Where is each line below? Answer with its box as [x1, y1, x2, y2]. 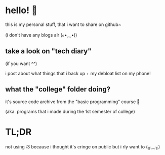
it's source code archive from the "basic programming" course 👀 [5, 99, 140, 105]
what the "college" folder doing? [5, 85, 110, 94]
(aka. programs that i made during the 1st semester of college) [5, 108, 135, 114]
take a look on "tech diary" [5, 47, 92, 55]
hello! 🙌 [5, 5, 37, 16]
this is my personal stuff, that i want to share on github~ [5, 21, 121, 27]
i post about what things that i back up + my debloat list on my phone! [5, 70, 151, 76]
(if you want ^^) [5, 60, 37, 67]
